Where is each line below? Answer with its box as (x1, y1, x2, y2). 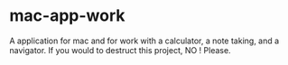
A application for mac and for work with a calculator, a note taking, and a (9, 35, 280, 46)
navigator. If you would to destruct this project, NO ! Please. (9, 44, 232, 55)
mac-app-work (9, 5, 125, 26)
